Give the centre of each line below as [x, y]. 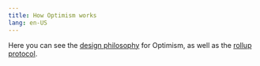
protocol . [23, 53]
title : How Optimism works [53, 15]
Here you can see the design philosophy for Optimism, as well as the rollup [130, 45]
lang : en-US [28, 23]
